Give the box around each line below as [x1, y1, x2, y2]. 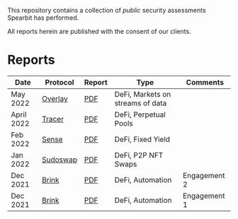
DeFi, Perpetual [114, 109, 166, 119]
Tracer [42, 114, 64, 124]
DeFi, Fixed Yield [114, 134, 171, 144]
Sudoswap [42, 155, 78, 165]
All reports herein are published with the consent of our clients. [7, 28, 191, 35]
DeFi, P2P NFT [114, 150, 164, 160]
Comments [186, 77, 225, 87]
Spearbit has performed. [7, 13, 79, 22]
